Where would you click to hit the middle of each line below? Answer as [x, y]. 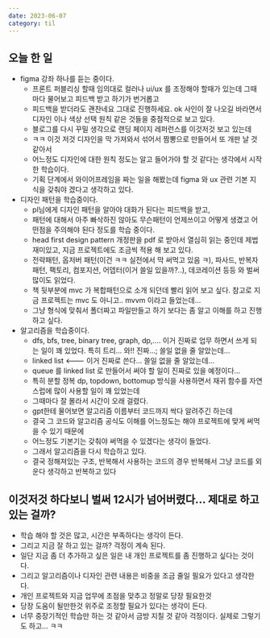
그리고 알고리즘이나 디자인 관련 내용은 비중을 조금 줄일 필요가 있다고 [127, 576]
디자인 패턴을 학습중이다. [59, 200]
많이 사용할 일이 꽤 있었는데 [97, 391]
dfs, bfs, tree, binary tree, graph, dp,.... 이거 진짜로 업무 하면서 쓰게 [140, 341]
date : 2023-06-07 [37, 16]
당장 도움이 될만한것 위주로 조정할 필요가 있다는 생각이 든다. [114, 606]
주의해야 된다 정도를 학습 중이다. [104, 230]
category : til [32, 23]
